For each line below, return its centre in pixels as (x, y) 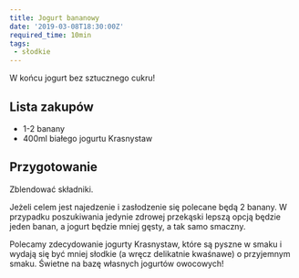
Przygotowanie (53, 167)
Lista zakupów (52, 107)
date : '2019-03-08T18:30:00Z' (67, 27)
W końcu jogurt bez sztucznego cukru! (82, 78)
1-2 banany (44, 128)
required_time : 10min (51, 35)
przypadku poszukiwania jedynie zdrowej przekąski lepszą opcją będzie (145, 217)
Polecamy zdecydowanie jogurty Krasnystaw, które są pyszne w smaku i (146, 244)
